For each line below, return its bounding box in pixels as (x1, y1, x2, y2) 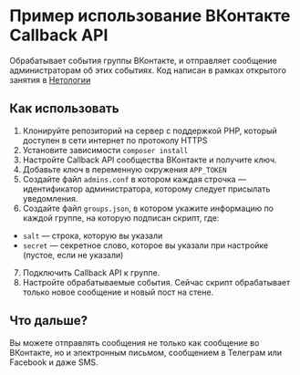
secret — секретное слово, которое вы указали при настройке (22, 239, 269, 251)
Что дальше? (9, 313, 88, 328)
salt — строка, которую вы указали (22, 230, 163, 241)
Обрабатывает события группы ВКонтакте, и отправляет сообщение (9, 55, 278, 66)
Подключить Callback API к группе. (22, 266, 160, 278)
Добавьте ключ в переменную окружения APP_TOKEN (22, 163, 227, 174)
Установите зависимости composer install (22, 144, 189, 155)
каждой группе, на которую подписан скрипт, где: (22, 212, 220, 224)
